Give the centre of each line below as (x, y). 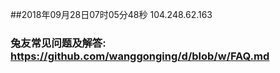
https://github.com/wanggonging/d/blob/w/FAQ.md (140, 56)
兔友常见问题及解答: (58, 43)
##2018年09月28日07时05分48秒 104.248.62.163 (111, 14)
